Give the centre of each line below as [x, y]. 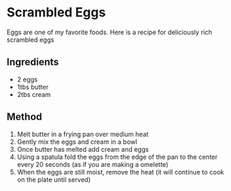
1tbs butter [33, 87]
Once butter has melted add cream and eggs [83, 149]
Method [25, 117]
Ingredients [33, 62]
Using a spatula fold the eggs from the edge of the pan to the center [117, 157]
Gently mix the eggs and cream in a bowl [77, 141]
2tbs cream [34, 94]
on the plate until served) [54, 180]
